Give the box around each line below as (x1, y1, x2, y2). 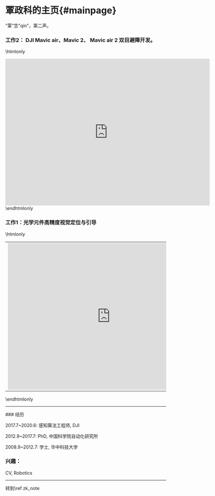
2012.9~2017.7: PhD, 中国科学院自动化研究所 (5, 433, 99, 439)
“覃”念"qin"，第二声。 (5, 22, 52, 29)
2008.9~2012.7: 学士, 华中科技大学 (5, 444, 78, 450)
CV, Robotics (5, 469, 33, 476)
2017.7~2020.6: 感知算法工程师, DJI (5, 422, 80, 428)
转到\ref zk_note (5, 485, 40, 491)
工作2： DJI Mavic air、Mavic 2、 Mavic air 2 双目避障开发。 (5, 36, 156, 43)
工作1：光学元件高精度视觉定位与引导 (5, 219, 97, 226)
